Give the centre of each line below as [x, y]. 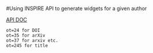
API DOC [17, 20]
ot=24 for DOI [23, 30]
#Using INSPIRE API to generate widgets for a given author [76, 8]
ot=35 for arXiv [26, 36]
